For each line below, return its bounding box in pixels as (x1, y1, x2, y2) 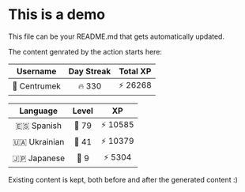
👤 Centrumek (12, 81, 62, 92)
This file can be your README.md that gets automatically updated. (8, 32, 225, 41)
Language (19, 105, 58, 116)
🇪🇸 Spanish (15, 120, 62, 131)
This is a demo (8, 6, 105, 24)
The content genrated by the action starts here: (8, 47, 163, 56)
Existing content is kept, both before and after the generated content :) (8, 175, 239, 184)
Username (16, 66, 57, 77)
